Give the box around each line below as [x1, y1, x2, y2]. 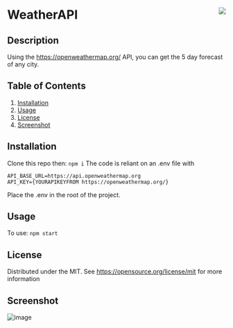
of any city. [7, 60, 40, 69]
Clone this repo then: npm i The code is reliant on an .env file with [7, 159, 195, 167]
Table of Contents [7, 80, 87, 92]
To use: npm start [7, 229, 58, 237]
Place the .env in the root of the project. [7, 190, 121, 199]
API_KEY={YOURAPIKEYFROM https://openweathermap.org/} [7, 179, 169, 185]
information [7, 275, 40, 283]
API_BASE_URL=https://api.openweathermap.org [7, 172, 141, 179]
